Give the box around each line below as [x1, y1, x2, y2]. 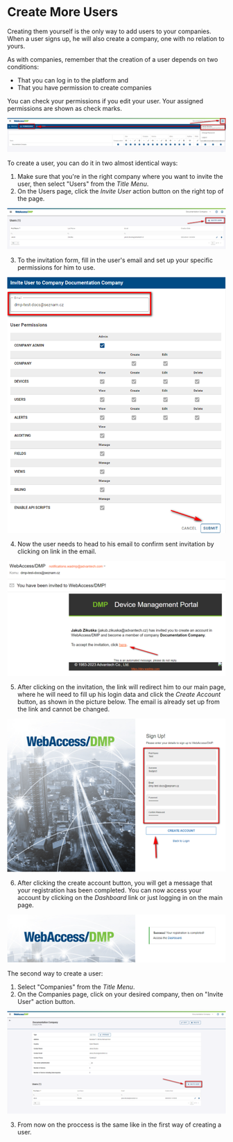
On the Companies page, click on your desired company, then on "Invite [17, 990, 223, 998]
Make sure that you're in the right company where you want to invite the [17, 172, 223, 180]
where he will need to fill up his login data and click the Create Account [17, 691, 221, 699]
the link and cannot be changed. [17, 705, 110, 713]
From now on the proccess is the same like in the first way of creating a [17, 1121, 222, 1129]
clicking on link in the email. [17, 547, 97, 555]
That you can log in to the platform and [17, 76, 129, 84]
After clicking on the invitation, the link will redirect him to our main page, [17, 683, 226, 691]
